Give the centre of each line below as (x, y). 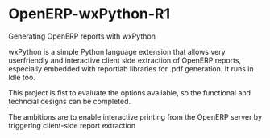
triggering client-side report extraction (72, 125)
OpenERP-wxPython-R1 (89, 14)
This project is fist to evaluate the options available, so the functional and (130, 92)
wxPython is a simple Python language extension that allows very (117, 51)
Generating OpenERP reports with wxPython (82, 36)
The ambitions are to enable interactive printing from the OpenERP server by (135, 116)
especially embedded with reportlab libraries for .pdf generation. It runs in (131, 68)
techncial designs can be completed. (70, 101)
